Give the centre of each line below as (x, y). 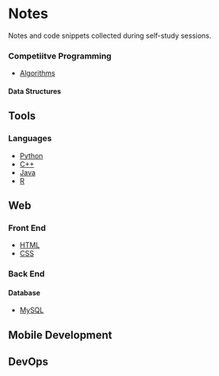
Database (24, 292)
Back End (26, 274)
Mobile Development (60, 335)
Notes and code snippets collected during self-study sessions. (110, 35)
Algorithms (37, 73)
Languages (30, 139)
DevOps (28, 362)
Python (31, 155)
